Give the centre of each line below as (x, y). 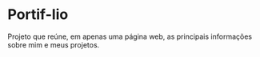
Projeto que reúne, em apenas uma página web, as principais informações (130, 36)
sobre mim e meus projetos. (54, 44)
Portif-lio (38, 15)
